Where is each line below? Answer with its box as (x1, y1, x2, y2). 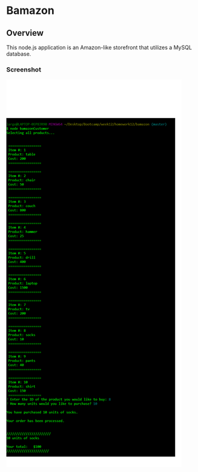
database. (6, 50, 31, 58)
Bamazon (6, 4, 54, 18)
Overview (6, 28, 44, 38)
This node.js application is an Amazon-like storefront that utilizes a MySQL (6, 44, 193, 51)
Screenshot (6, 65, 41, 73)
